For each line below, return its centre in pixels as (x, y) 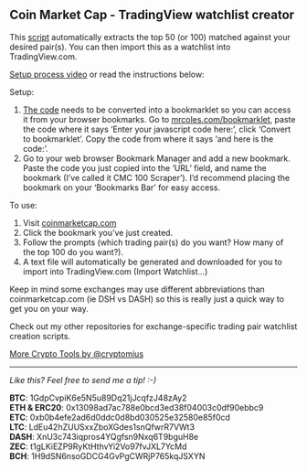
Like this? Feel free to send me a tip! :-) (83, 380)
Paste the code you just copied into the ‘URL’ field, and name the (144, 167)
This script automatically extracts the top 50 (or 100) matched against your (150, 37)
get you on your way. (49, 308)
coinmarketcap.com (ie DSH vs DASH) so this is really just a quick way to (147, 299)
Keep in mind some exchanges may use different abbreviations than (137, 289)
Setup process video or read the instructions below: (107, 74)
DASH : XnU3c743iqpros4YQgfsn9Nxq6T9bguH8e (104, 436)
